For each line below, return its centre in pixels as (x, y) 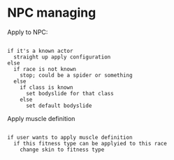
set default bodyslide (59, 106)
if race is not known (45, 69)
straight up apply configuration (62, 57)
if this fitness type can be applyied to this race (90, 143)
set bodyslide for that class (70, 93)
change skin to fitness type (62, 150)
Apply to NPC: (28, 32)
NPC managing (52, 13)
